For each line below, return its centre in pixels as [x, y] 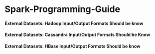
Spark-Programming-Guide [63, 9]
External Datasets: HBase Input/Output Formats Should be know [73, 46]
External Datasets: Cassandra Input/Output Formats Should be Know [77, 35]
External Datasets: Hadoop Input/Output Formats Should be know [74, 23]
